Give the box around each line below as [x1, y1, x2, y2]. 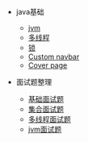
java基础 [15, 7, 44, 16]
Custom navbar [27, 52, 80, 61]
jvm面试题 [27, 124, 62, 134]
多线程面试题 [27, 115, 71, 123]
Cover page [27, 61, 68, 70]
